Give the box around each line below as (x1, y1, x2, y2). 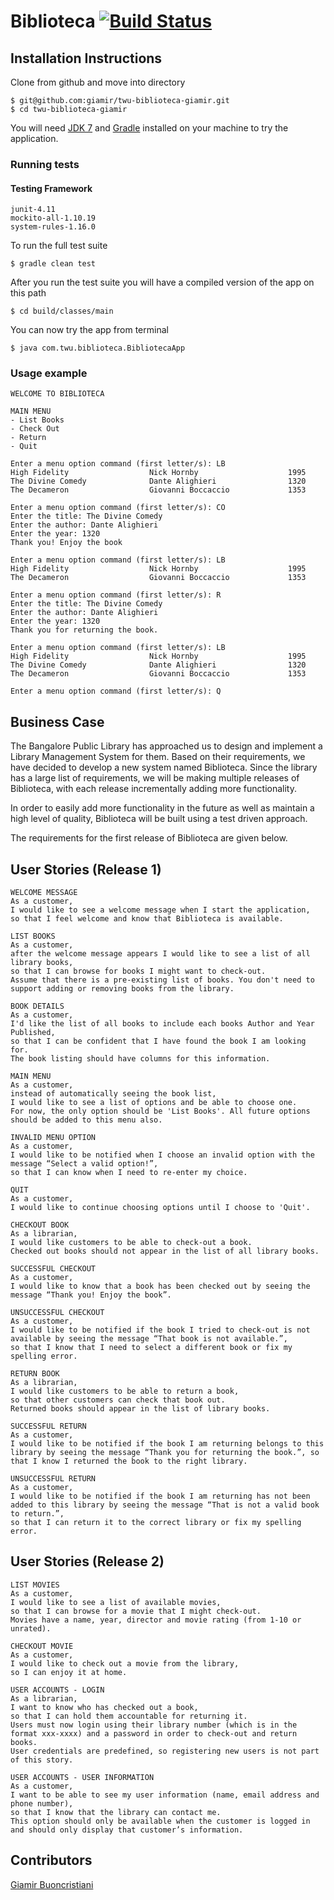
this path (10, 287, 47, 299)
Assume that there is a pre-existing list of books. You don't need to (10, 975, 315, 985)
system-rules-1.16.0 (10, 222, 97, 232)
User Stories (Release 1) (10, 861, 162, 878)
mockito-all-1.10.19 (10, 213, 97, 224)
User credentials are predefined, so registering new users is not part (10, 1746, 320, 1756)
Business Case (10, 713, 105, 730)
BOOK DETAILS (10, 1001, 65, 1012)
